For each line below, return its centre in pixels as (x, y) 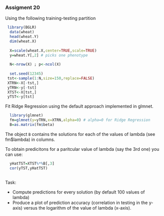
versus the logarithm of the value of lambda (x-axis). (78, 208)
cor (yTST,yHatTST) (29, 168)
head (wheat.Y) (24, 37)
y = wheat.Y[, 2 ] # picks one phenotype (49, 55)
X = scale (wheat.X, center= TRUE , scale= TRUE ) (53, 51)
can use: (14, 154)
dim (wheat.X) (23, 41)
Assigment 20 (23, 7)
